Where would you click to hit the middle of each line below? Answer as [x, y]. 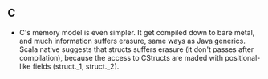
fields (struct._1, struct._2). [76, 66]
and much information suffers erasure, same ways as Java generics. [132, 41]
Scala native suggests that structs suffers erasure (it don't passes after [136, 49]
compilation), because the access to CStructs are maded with [121, 57]
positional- [243, 57]
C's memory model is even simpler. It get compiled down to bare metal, [137, 32]
